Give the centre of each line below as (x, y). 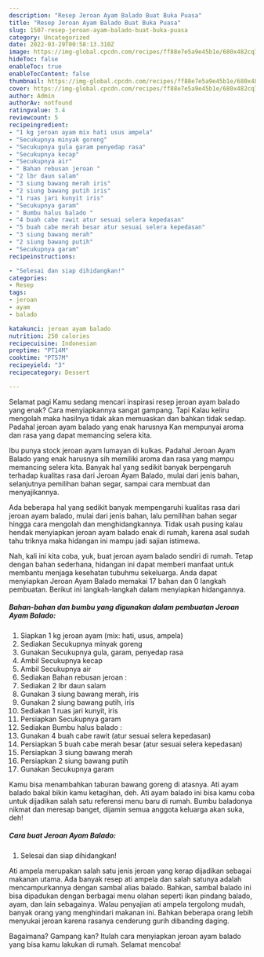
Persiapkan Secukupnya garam (71, 719)
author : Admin (32, 96)
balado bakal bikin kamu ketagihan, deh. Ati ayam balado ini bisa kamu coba (132, 792)
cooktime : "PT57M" (39, 358)
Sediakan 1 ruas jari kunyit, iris (69, 710)
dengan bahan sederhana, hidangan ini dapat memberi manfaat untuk (121, 564)
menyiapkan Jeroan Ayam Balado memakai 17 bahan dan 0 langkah (118, 581)
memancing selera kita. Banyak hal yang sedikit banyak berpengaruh (120, 467)
